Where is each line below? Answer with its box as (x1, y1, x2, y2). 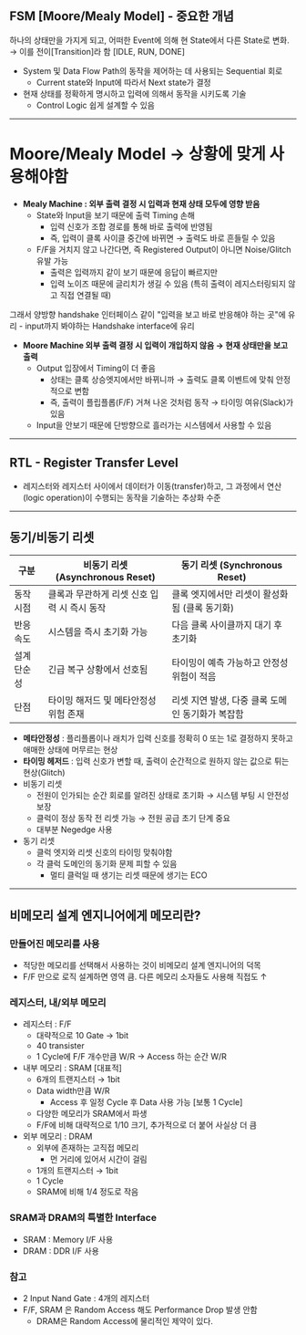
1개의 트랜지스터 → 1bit (36, 1165, 118, 1176)
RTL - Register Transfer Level (9, 455, 179, 471)
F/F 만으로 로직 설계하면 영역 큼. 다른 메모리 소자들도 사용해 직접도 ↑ (22, 971, 268, 983)
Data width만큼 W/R (36, 1085, 111, 1097)
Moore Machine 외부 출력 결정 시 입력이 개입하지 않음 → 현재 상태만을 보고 (22, 339, 289, 350)
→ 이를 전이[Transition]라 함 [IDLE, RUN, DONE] (9, 46, 185, 57)
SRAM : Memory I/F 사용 (22, 1234, 114, 1245)
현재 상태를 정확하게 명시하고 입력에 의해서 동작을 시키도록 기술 (22, 88, 247, 99)
